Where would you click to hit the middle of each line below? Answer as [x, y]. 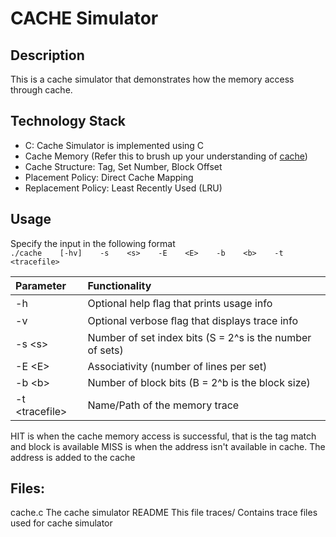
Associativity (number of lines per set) [177, 366]
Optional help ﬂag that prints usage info [180, 303]
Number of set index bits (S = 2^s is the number [199, 337]
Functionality [119, 285]
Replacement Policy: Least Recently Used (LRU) [123, 188]
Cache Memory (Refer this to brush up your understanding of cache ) [166, 156]
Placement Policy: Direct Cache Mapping [109, 177]
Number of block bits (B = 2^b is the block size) [199, 382]
